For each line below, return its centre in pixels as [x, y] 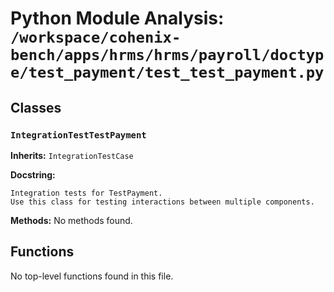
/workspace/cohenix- [96, 37]
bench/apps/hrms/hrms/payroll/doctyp [167, 55]
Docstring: [33, 174]
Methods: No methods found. [71, 220]
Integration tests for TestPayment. [86, 193]
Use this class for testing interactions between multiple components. [162, 202]
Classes [36, 107]
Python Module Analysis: [117, 18]
